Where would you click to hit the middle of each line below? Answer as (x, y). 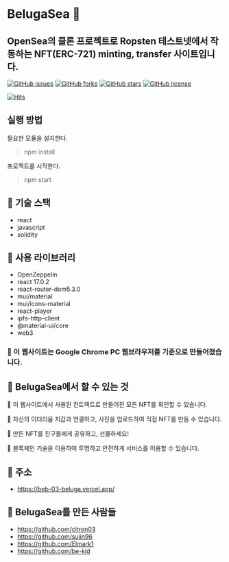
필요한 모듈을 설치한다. (37, 138)
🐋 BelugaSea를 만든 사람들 (62, 512)
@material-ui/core (43, 326)
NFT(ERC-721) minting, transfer (103, 54)
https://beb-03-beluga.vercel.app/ (66, 489)
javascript (31, 227)
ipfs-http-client (38, 318)
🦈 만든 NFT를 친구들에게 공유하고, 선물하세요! (68, 434)
